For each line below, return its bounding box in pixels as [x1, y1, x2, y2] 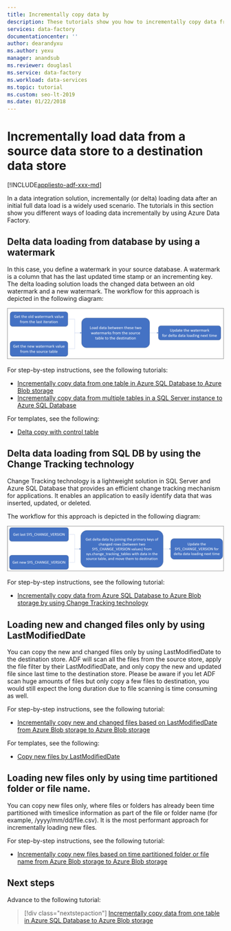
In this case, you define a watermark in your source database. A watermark [7, 265, 221, 273]
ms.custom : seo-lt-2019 [7, 91, 76, 98]
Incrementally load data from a [7, 129, 186, 145]
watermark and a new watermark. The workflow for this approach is [7, 286, 200, 295]
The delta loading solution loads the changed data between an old [7, 280, 195, 288]
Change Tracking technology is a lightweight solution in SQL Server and [7, 477, 211, 485]
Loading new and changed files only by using [7, 618, 205, 630]
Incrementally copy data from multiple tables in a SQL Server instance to [16, 394, 223, 402]
